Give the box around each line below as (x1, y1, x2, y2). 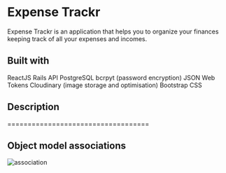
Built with (7, 55, 50, 67)
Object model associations (7, 140, 127, 151)
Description (7, 101, 59, 113)
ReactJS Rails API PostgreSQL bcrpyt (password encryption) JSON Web (7, 73, 216, 82)
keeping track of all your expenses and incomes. (7, 34, 148, 43)
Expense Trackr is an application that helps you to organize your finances (7, 27, 219, 36)
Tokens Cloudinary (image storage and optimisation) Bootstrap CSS (7, 81, 202, 89)
